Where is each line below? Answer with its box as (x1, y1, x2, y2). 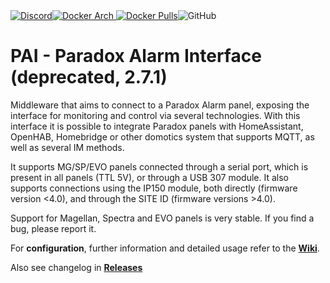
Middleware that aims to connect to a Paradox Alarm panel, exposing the (10, 99, 310, 111)
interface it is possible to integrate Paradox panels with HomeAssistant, (10, 120, 304, 132)
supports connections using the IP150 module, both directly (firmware (10, 182, 298, 194)
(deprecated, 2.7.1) (10, 66, 168, 89)
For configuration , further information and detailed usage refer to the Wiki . (10, 242, 320, 254)
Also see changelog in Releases (10, 261, 143, 273)
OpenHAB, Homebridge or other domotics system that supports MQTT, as (10, 130, 315, 143)
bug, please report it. (10, 222, 97, 234)
